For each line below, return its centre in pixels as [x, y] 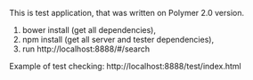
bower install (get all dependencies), [89, 30]
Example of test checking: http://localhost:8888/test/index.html [126, 66]
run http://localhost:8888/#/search [86, 49]
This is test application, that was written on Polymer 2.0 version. [127, 13]
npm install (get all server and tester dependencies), [118, 40]
